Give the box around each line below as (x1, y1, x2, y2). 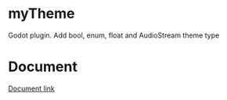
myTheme (8, 5, 76, 23)
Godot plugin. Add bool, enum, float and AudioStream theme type (8, 30, 220, 40)
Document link (8, 84, 55, 93)
